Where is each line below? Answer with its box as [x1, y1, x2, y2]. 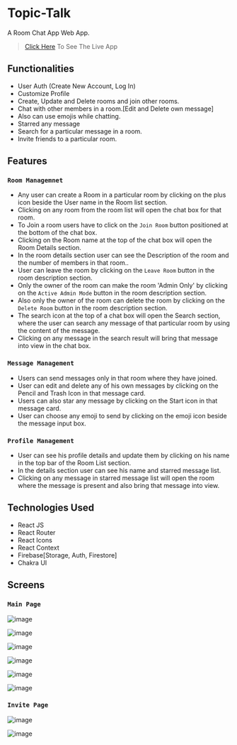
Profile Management [7, 437, 74, 445]
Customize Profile [17, 89, 70, 97]
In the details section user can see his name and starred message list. [17, 467, 221, 475]
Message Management [7, 359, 74, 367]
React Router [17, 528, 56, 537]
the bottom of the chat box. [17, 229, 98, 237]
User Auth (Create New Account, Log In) [17, 82, 136, 90]
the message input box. [17, 419, 86, 428]
